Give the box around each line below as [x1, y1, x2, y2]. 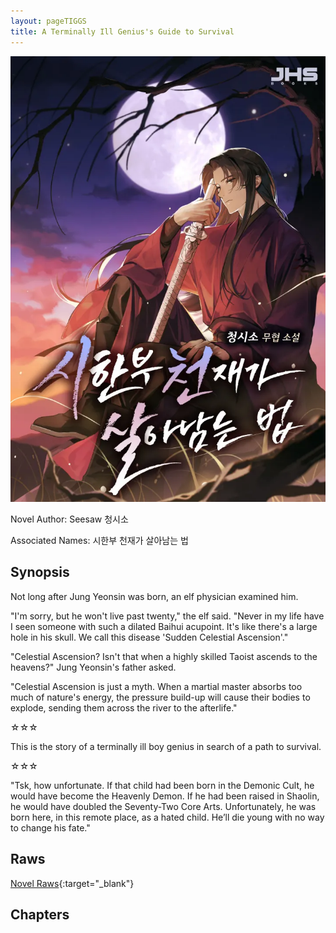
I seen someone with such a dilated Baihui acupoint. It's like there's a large [10, 620, 318, 632]
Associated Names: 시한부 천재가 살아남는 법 [10, 535, 189, 547]
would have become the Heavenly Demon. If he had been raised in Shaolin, [10, 790, 320, 802]
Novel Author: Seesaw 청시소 [10, 513, 129, 525]
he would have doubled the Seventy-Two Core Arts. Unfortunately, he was [10, 800, 317, 812]
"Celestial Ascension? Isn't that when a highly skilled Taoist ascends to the [10, 650, 318, 662]
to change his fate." [10, 821, 91, 834]
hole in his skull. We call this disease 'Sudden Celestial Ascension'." [10, 631, 289, 643]
